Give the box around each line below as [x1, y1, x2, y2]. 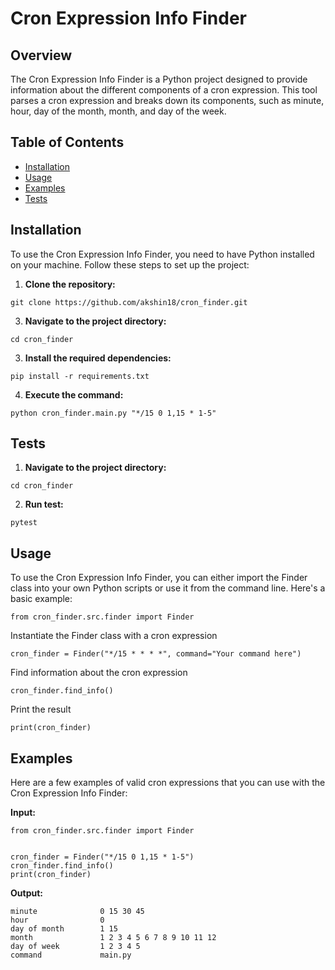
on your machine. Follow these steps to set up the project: [10, 258, 250, 271]
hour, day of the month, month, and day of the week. [10, 105, 227, 117]
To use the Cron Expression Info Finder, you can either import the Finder [10, 572, 308, 584]
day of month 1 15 [10, 924, 118, 934]
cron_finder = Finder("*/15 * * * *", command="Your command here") [10, 649, 302, 659]
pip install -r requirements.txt [10, 371, 150, 381]
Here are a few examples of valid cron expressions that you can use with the [10, 777, 326, 789]
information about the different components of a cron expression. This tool [10, 84, 318, 96]
